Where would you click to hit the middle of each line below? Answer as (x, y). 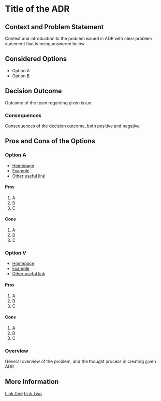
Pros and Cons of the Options (50, 141)
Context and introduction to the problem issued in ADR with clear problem (79, 38)
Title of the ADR (37, 9)
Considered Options (36, 59)
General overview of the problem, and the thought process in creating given (80, 361)
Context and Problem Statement (54, 27)
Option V (16, 252)
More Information (32, 382)
